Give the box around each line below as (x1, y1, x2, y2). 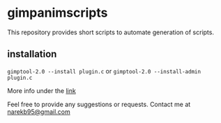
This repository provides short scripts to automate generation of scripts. (7, 28, 215, 36)
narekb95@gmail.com (7, 107, 71, 116)
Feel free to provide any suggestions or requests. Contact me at (7, 100, 191, 108)
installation (7, 48, 57, 60)
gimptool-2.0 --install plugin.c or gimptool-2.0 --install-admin (7, 66, 201, 75)
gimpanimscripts (7, 5, 108, 21)
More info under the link (7, 86, 77, 95)
